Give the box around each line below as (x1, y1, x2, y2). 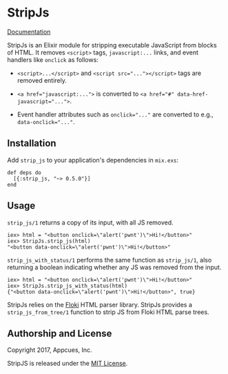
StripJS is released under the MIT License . (7, 360, 128, 368)
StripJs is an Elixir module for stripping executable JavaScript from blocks (7, 41, 217, 49)
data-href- (176, 91, 209, 98)
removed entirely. (17, 76, 67, 84)
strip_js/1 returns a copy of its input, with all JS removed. (7, 218, 174, 227)
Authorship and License (7, 327, 112, 339)
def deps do (7, 169, 41, 176)
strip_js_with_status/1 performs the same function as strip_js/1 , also (7, 256, 212, 264)
